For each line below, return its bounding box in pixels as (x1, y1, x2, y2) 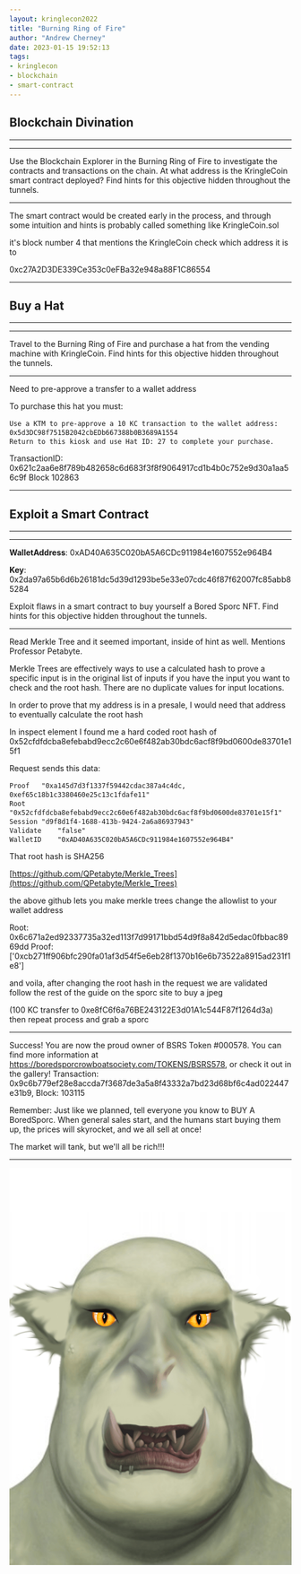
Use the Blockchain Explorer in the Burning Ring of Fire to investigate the (9, 155, 278, 166)
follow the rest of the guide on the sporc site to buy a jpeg (9, 987, 224, 998)
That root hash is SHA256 (9, 851, 105, 862)
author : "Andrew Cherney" (9, 33, 106, 42)
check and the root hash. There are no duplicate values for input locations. (9, 683, 285, 693)
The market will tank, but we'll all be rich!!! (9, 1142, 165, 1152)
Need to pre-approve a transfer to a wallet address (9, 384, 197, 395)
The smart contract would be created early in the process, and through (9, 210, 271, 221)
